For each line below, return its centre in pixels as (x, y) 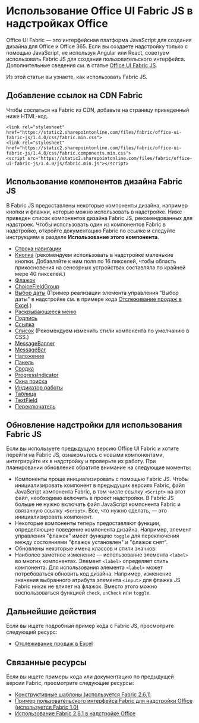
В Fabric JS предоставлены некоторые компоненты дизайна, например (97, 205)
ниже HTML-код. (27, 116)
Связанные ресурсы (47, 662)
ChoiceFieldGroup (37, 286)
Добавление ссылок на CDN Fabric (75, 95)
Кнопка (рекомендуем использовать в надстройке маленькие (94, 254)
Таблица (26, 394)
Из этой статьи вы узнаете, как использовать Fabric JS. (77, 77)
